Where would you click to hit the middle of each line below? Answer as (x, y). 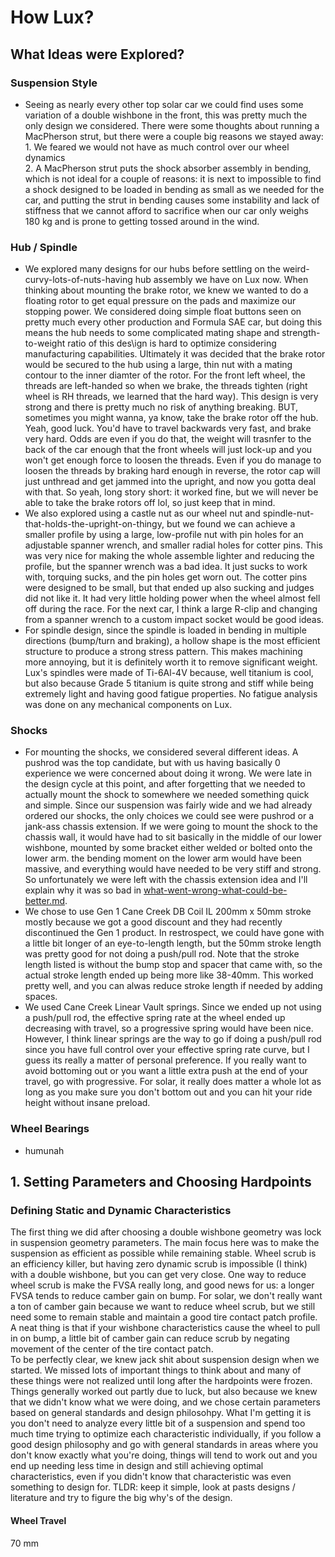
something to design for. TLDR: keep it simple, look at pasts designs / (153, 1487)
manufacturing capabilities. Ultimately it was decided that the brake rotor (175, 354)
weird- (296, 269)
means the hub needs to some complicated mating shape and (152, 333)
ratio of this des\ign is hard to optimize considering (172, 343)
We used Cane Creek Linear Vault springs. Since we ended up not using (173, 1007)
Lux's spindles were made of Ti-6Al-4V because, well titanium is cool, (169, 673)
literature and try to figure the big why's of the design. (121, 1498)
